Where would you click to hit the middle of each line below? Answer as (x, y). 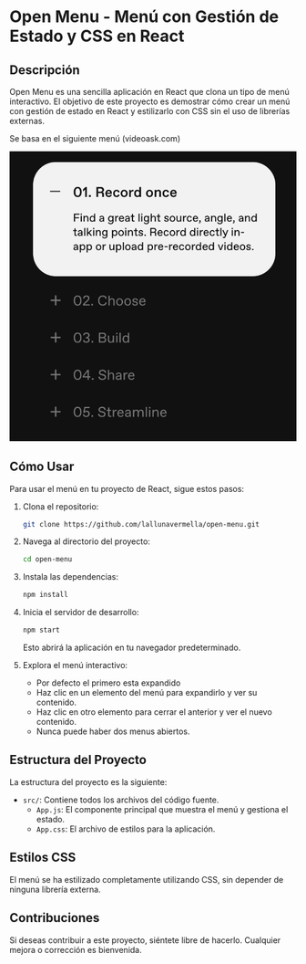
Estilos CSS (43, 858)
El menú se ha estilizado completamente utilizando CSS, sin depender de (147, 879)
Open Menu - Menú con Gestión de (144, 17)
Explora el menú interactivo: (75, 665)
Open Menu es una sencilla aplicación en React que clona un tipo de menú (149, 92)
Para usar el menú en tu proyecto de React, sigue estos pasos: (127, 488)
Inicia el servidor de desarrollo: (81, 613)
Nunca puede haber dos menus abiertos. (113, 731)
